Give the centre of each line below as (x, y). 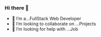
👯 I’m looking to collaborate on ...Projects (54, 24)
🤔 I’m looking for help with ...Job (45, 29)
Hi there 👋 (17, 8)
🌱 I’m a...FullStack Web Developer (47, 19)
